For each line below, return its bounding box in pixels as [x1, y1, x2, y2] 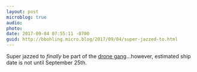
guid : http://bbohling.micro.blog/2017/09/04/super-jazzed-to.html [6, 36, 178, 42]
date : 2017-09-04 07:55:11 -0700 [6, 31, 90, 37]
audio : [6, 20, 23, 26]
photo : [6, 25, 23, 32]
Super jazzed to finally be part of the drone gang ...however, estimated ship [6, 53, 191, 60]
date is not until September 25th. [6, 59, 87, 66]
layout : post [6, 8, 39, 15]
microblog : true [6, 14, 47, 20]
